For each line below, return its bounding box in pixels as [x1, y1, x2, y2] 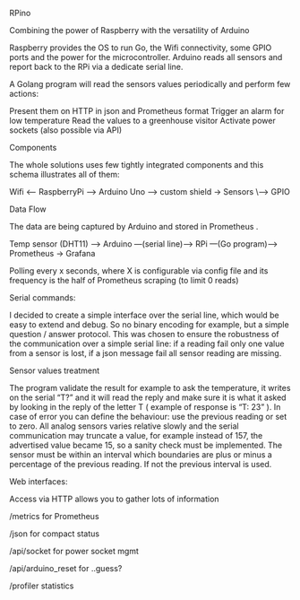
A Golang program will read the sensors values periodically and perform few [9, 79, 291, 89]
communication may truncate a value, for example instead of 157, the [9, 430, 263, 440]
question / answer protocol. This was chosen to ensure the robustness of [9, 329, 279, 339]
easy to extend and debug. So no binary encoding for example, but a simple [9, 319, 289, 330]
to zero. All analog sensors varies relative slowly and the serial [9, 421, 239, 431]
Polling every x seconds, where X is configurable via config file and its [9, 265, 269, 276]
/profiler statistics [9, 580, 74, 591]
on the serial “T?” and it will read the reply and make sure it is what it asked [9, 392, 287, 403]
